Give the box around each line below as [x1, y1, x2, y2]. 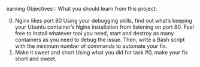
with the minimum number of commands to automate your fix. [14, 42, 168, 50]
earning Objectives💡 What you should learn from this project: [6, 5, 157, 12]
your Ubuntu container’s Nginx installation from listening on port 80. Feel [14, 23, 195, 31]
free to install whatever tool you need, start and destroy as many [14, 30, 174, 36]
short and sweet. [14, 55, 57, 62]
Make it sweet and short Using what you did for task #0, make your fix [14, 49, 189, 56]
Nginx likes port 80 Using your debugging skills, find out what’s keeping [14, 17, 193, 24]
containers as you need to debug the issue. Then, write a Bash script [14, 36, 185, 43]
